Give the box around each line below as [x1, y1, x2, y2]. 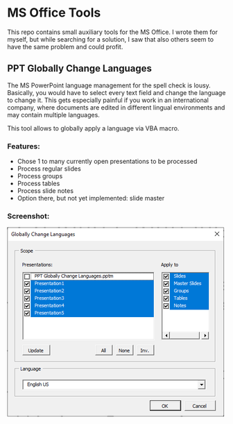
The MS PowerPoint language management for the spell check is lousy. [7, 81, 212, 90]
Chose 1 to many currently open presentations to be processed [17, 158, 198, 166]
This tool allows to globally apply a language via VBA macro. [7, 124, 180, 133]
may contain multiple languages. [7, 110, 101, 119]
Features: [7, 141, 40, 151]
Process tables [17, 179, 60, 188]
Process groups [17, 172, 63, 180]
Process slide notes [17, 187, 74, 195]
